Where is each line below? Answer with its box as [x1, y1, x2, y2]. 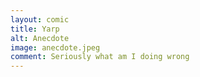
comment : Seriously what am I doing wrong [10, 52, 190, 62]
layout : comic [10, 14, 70, 25]
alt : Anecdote [10, 33, 70, 43]
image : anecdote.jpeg [10, 42, 101, 53]
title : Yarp [10, 24, 60, 34]
